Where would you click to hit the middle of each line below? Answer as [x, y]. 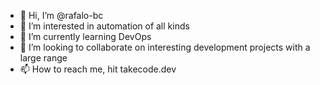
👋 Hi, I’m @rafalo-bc [61, 15]
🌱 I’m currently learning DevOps [85, 36]
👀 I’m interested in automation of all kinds [104, 26]
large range [43, 58]
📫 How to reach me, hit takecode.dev [98, 69]
